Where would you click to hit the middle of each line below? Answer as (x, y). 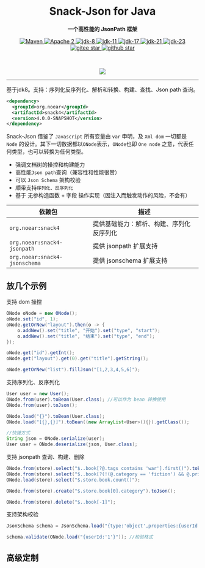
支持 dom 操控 (24, 302)
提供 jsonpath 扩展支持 (125, 246)
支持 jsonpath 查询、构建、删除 (45, 457)
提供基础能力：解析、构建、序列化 (142, 224)
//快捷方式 (18, 433)
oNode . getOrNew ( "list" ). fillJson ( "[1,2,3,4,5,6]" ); (73, 370)
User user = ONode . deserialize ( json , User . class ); (72, 445)
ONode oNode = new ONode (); (42, 314)
